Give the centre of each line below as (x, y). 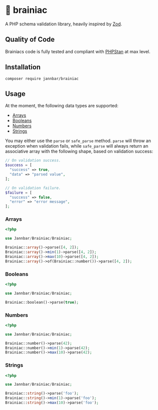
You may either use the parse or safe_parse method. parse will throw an (78, 141)
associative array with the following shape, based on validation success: (79, 152)
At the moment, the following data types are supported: (62, 106)
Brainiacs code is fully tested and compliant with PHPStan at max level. (78, 51)
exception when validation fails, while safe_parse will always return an (77, 146)
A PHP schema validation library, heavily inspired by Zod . (64, 24)
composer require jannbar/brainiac (42, 79)
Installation (23, 67)
